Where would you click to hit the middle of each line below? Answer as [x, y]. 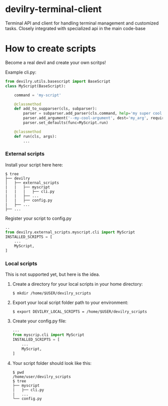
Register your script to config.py [38, 218]
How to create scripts [51, 49]
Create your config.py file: [39, 321]
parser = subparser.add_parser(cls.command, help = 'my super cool [93, 114]
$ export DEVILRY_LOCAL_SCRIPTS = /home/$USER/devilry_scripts [80, 312]
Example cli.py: [21, 72]
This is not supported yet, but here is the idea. [52, 274]
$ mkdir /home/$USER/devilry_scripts [52, 293]
